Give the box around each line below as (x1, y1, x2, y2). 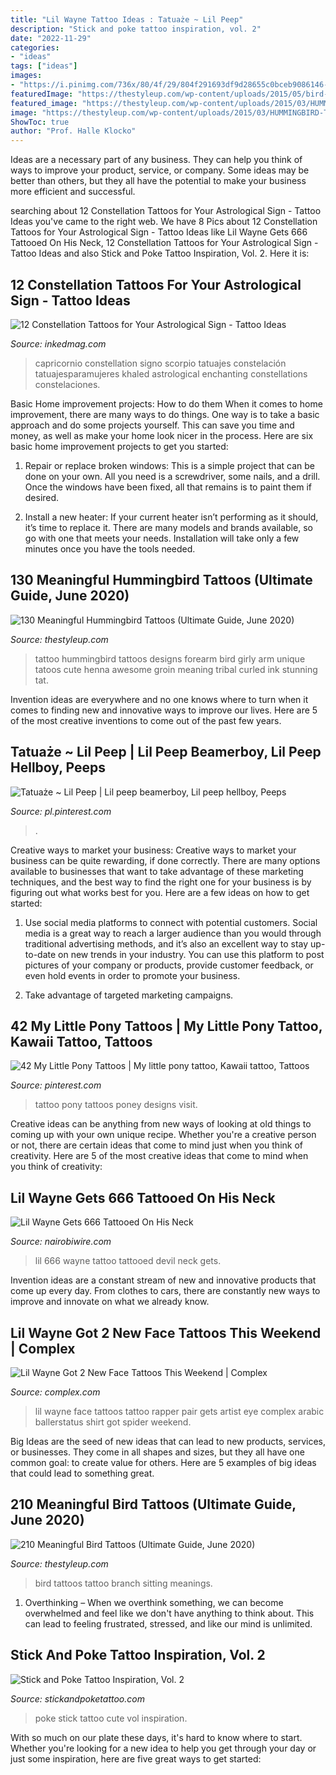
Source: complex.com (10, 1386, 101, 1398)
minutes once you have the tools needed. (24, 542, 196, 555)
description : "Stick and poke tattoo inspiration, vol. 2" (10, 24, 262, 34)
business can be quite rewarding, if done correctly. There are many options (10, 854, 321, 866)
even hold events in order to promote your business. (24, 969, 241, 981)
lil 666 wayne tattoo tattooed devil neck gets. (34, 1255, 222, 1267)
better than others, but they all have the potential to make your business (10, 175, 307, 187)
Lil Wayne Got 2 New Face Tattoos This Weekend (10, 1324, 322, 1341)
